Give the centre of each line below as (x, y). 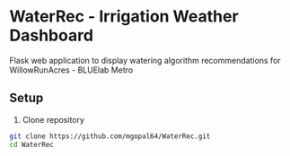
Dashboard (52, 35)
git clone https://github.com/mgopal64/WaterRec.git (110, 136)
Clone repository (53, 119)
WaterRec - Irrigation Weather (124, 17)
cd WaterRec (31, 144)
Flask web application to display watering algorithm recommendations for (145, 60)
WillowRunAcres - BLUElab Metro (71, 70)
